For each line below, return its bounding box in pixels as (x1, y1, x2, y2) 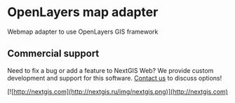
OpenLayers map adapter (7, 4, 159, 20)
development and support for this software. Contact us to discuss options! (7, 74, 222, 82)
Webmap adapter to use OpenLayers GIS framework (7, 27, 159, 36)
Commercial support (7, 48, 100, 60)
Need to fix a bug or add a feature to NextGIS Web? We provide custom (7, 66, 214, 74)
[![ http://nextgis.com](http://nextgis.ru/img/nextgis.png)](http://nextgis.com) (7, 87, 228, 95)
